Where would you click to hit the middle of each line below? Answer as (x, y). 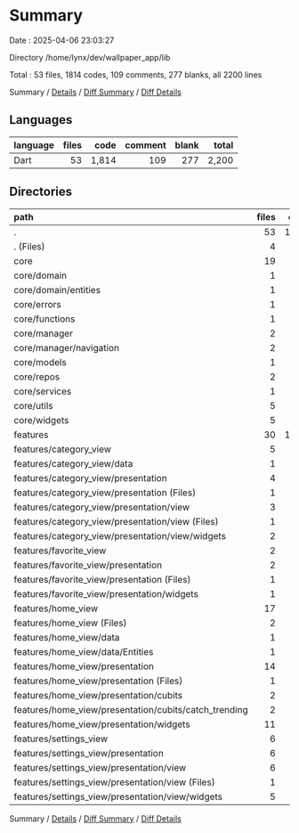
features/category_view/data (73, 463)
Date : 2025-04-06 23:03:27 (62, 40)
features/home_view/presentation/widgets (102, 724)
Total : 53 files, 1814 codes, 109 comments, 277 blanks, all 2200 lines (136, 74)
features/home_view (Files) (70, 623)
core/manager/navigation (67, 347)
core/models (40, 362)
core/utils (33, 405)
